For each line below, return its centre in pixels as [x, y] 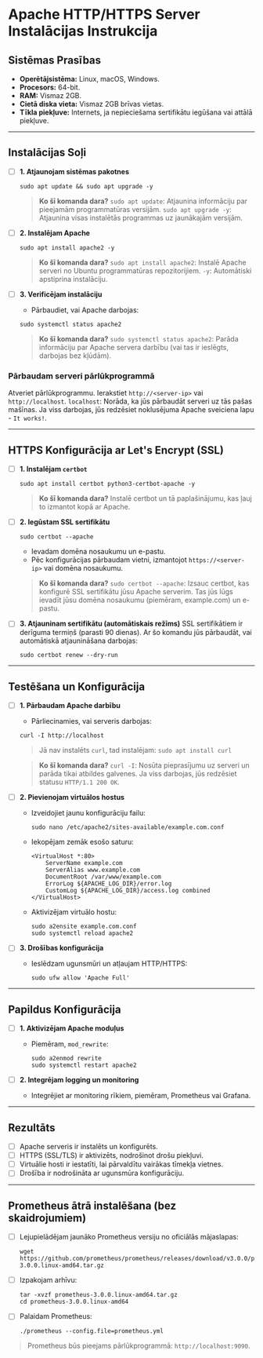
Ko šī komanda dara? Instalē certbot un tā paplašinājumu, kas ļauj [145, 498]
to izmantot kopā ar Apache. [85, 507]
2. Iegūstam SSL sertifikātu [65, 522]
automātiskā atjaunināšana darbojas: [79, 641]
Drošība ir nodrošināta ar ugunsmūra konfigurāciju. [102, 1173]
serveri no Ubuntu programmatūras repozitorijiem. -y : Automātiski [145, 270]
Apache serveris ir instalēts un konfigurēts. [88, 1147]
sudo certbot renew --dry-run [69, 655]
